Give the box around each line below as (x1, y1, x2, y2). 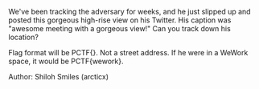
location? (8, 32, 39, 42)
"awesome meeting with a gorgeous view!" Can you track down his (8, 24, 231, 33)
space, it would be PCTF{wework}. (8, 56, 124, 66)
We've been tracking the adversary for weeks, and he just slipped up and (8, 7, 251, 16)
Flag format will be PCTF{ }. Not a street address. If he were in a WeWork (8, 48, 249, 57)
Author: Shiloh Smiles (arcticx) (8, 72, 109, 81)
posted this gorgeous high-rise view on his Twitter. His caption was (8, 15, 232, 25)
